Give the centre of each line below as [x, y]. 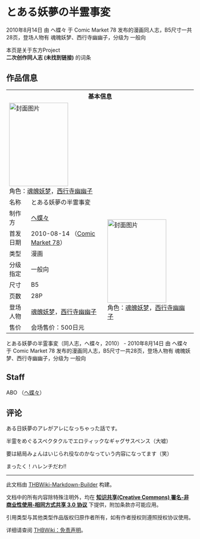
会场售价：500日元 [57, 327]
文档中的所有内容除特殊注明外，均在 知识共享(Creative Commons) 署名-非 [98, 497]
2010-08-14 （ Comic [63, 233]
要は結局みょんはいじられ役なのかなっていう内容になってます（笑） [89, 454]
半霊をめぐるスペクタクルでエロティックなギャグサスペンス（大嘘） [89, 441]
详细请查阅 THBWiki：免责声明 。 [46, 530]
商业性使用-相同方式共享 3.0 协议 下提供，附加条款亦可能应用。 [84, 505]
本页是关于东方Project [33, 50]
